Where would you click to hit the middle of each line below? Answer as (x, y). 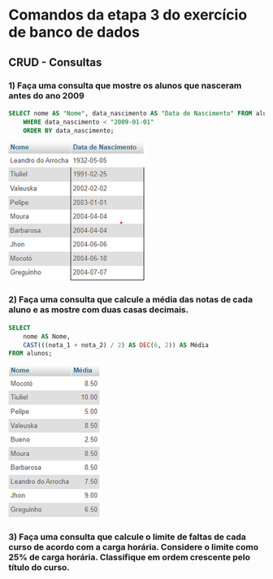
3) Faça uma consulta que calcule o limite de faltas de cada (127, 537)
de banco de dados (74, 32)
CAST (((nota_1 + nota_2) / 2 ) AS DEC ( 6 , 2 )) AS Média (116, 345)
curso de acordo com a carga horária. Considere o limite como (133, 547)
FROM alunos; (30, 354)
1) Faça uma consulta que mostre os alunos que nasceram (125, 85)
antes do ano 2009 (47, 95)
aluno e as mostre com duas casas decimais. (99, 310)
